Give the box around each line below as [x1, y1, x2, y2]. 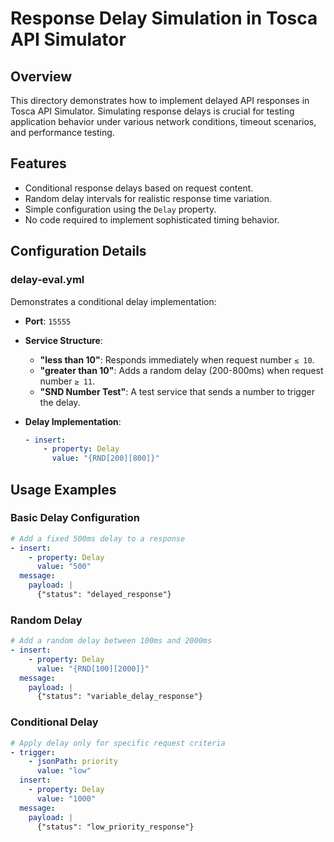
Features [10, 155, 67, 172]
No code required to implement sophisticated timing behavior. [24, 213, 280, 226]
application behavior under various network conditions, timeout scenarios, [10, 116, 317, 127]
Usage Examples [10, 481, 117, 498]
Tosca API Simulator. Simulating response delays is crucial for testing [10, 105, 295, 117]
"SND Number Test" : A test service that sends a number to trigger [39, 385, 315, 397]
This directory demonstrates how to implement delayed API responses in [10, 95, 310, 106]
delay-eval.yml [10, 273, 85, 287]
